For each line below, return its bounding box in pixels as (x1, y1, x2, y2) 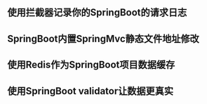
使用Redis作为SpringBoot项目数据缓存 (7, 59, 175, 71)
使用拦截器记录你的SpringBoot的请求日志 (7, 6, 187, 19)
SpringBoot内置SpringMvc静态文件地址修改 (7, 32, 200, 44)
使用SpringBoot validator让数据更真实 (7, 85, 174, 97)
